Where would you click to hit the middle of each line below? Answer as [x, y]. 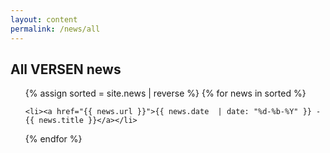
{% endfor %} [53, 139]
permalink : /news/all [55, 29]
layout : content [44, 19]
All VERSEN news [66, 69]
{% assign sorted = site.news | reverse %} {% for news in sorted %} [165, 93]
